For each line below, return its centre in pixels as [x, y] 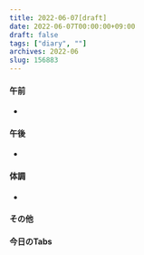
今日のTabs [31, 241]
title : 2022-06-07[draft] [58, 18]
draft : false [34, 35]
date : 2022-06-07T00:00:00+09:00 [72, 26]
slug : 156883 [34, 60]
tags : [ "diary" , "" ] [48, 43]
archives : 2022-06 [44, 52]
